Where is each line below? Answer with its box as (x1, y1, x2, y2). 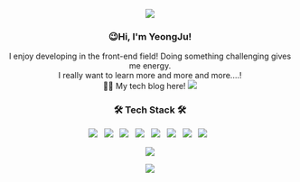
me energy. (128, 60, 172, 71)
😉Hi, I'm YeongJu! (108, 30, 192, 42)
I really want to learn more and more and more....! (58, 70, 242, 81)
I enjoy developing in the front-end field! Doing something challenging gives (8, 50, 292, 62)
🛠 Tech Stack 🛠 (113, 104, 187, 116)
